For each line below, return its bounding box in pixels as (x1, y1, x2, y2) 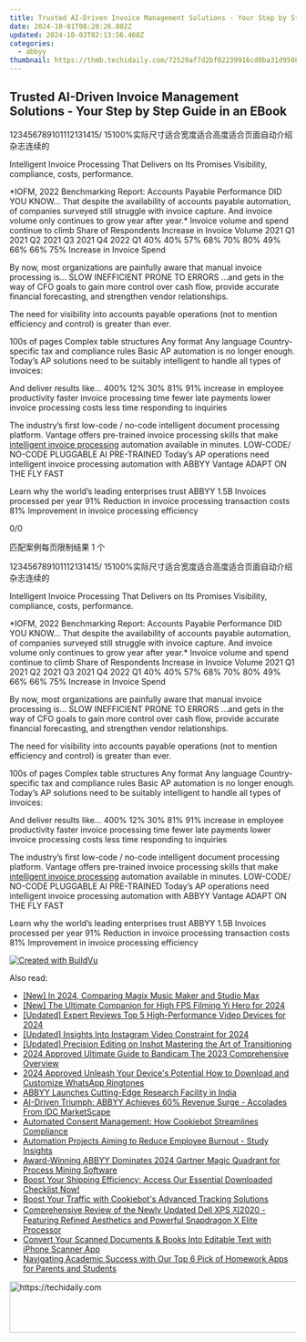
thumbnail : (9, 56, 51, 65)
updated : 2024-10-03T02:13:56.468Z (9, 30, 145, 39)
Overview (22, 1058, 59, 1068)
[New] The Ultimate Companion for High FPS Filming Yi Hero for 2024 (22, 999, 285, 1010)
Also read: (9, 972, 48, 983)
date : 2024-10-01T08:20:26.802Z (9, 22, 132, 31)
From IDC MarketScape (22, 1106, 111, 1117)
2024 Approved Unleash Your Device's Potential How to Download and (22, 1068, 290, 1079)
